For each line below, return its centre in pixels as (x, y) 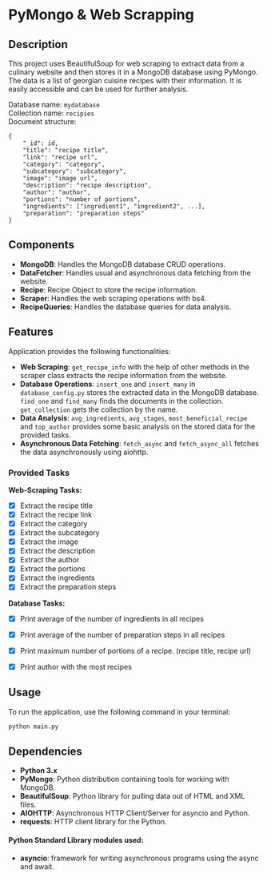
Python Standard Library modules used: (76, 840)
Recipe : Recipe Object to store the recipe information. (109, 289)
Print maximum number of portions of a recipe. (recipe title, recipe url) (135, 650)
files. (28, 805)
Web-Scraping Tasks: (45, 489)
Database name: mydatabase (54, 105)
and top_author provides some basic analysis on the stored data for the (137, 426)
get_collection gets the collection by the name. (99, 409)
